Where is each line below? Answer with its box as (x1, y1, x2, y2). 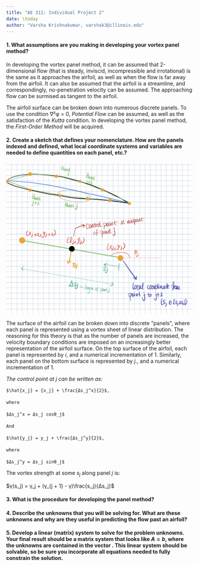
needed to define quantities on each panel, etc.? (6, 149, 127, 156)
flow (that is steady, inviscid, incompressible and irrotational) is (37, 67, 191, 74)
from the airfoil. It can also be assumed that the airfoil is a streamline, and (6, 80, 185, 87)
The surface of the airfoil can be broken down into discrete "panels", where (6, 319, 190, 326)
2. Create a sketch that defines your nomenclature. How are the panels (6, 137, 184, 144)
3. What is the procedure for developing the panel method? (6, 496, 155, 503)
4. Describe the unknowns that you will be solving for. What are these (6, 509, 181, 517)
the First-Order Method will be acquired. (6, 122, 105, 130)
